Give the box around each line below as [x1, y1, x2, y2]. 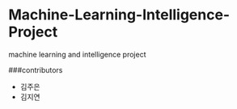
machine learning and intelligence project [8, 49, 146, 59]
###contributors [8, 65, 63, 74]
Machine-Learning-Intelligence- [8, 6, 231, 24]
